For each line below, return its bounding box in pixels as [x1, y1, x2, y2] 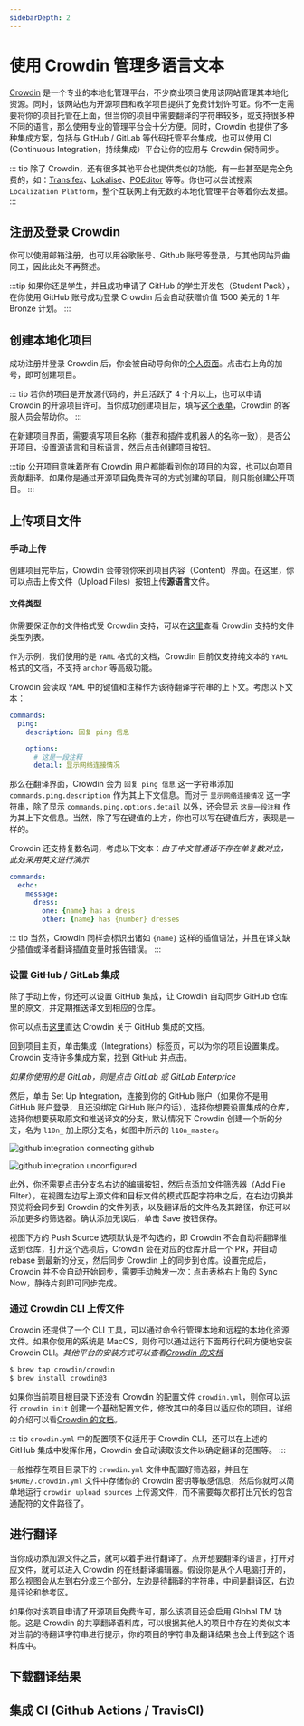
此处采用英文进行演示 [9, 854, 89, 866]
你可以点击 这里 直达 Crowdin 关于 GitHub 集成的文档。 [9, 1021, 211, 1032]
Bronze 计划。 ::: [9, 303, 71, 314]
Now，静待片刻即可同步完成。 [9, 1277, 122, 1288]
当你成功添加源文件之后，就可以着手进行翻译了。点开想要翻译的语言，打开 [9, 1552, 287, 1564]
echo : [17, 881, 39, 890]
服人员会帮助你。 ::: [9, 412, 83, 422]
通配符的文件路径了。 [9, 1498, 89, 1508]
